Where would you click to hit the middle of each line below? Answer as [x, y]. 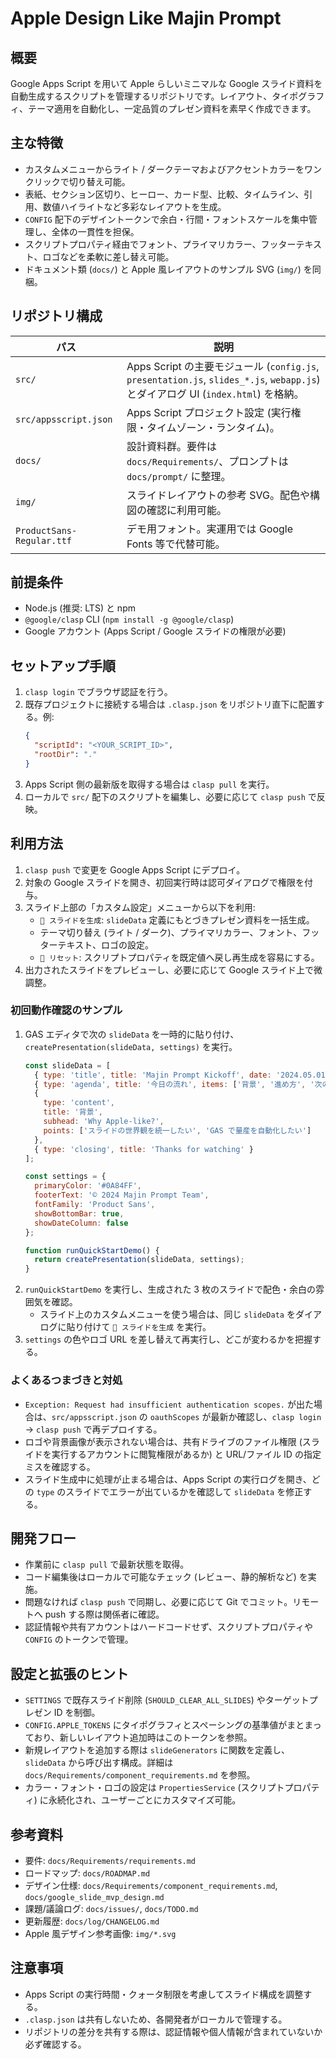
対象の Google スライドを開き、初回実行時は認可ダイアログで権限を [164, 882]
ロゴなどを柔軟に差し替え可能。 [108, 256]
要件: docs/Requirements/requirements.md [110, 1860]
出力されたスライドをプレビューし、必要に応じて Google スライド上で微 [173, 969]
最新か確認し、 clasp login [266, 1416]
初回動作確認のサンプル [66, 1010]
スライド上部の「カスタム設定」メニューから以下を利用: [140, 907]
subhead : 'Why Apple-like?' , [104, 1122]
